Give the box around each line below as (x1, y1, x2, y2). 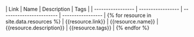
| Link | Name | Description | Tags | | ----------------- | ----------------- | (5, 6, 183, 12)
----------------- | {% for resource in (62, 12, 152, 19)
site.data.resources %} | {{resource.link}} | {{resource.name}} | (5, 18, 159, 25)
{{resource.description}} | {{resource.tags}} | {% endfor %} (5, 24, 150, 31)
